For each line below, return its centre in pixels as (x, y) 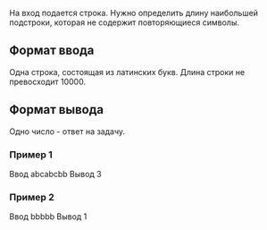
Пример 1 (31, 154)
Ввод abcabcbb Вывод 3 (56, 174)
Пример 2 (32, 197)
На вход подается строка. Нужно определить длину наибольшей (134, 13)
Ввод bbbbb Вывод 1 (48, 217)
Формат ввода (52, 51)
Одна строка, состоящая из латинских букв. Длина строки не (127, 72)
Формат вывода (57, 110)
